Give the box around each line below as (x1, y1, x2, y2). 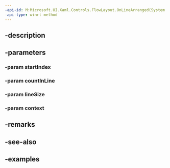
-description (5, 31, 45, 40)
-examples (5, 155, 40, 163)
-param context (5, 104, 44, 111)
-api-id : (5, 7, 23, 13)
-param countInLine (5, 77, 55, 85)
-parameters (5, 48, 46, 57)
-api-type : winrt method (5, 12, 58, 17)
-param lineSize (5, 91, 45, 98)
